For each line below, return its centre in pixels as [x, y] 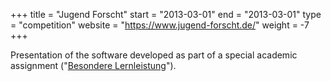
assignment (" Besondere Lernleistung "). [93, 65]
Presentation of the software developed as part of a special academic [154, 55]
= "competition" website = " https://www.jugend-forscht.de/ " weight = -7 [160, 25]
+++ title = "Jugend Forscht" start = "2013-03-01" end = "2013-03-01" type [166, 14]
